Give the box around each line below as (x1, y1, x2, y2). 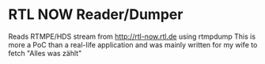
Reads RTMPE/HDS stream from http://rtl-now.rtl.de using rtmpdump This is (8, 32, 256, 41)
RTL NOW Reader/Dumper (8, 6, 184, 24)
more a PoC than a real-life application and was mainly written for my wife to (8, 40, 258, 49)
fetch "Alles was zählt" (8, 48, 82, 58)
